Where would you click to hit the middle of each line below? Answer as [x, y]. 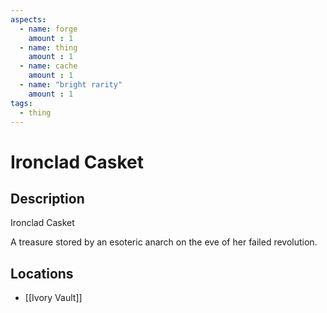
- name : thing [48, 47]
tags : [21, 103]
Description [47, 198]
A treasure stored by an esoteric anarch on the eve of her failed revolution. [164, 242]
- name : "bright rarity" [71, 85]
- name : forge [48, 29]
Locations [42, 273]
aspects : [28, 19]
